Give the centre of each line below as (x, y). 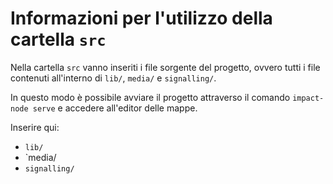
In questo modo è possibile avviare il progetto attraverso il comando (150, 97)
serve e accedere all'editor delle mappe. (115, 108)
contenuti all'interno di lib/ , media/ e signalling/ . (113, 78)
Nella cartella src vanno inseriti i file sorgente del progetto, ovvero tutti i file (165, 67)
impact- (308, 98)
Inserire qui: (35, 127)
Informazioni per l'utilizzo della (141, 18)
